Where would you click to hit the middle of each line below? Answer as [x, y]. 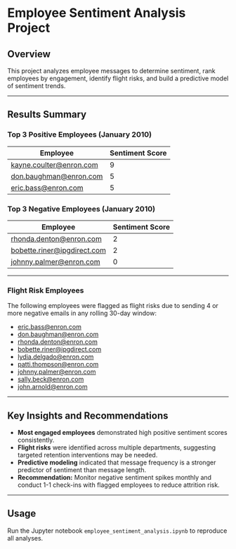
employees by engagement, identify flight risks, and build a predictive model [118, 78]
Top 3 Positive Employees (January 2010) [80, 135]
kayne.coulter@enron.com [54, 165]
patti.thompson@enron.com [58, 364]
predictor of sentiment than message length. [82, 470]
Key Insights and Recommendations [88, 415]
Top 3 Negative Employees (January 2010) [81, 209]
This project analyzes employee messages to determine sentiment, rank [111, 71]
